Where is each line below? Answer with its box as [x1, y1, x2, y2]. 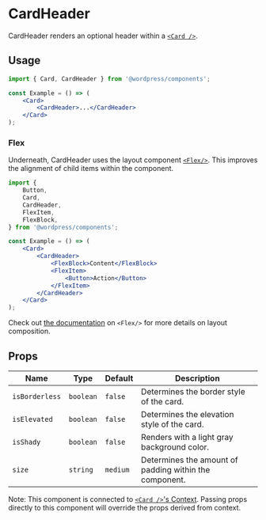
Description [174, 373, 220, 384]
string [68, 465, 93, 474]
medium [104, 465, 130, 474]
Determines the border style [141, 385, 245, 397]
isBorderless [12, 392, 62, 400]
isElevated [12, 415, 53, 423]
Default [104, 373, 134, 384]
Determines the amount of [141, 454, 239, 465]
